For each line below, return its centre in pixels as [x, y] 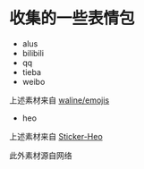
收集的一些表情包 [72, 18]
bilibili [33, 53]
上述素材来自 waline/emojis [59, 100]
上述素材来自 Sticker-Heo [56, 136]
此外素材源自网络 [41, 155]
